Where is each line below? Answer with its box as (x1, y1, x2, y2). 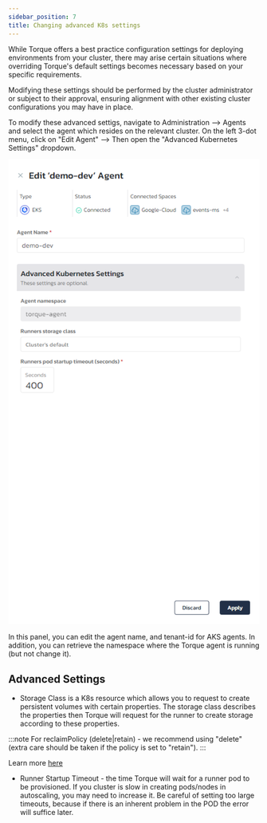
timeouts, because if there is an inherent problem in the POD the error (19, 799, 249, 809)
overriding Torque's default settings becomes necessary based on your (8, 61, 244, 71)
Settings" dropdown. (8, 143, 77, 152)
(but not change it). (8, 649, 72, 659)
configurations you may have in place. (8, 102, 134, 112)
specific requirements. (8, 69, 82, 79)
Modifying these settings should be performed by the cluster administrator (8, 85, 253, 95)
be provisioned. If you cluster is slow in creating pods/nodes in (19, 782, 226, 792)
